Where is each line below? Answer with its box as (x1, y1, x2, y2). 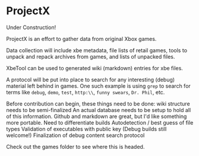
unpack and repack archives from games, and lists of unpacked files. (6, 53, 175, 60)
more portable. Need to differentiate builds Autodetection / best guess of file (6, 119, 194, 126)
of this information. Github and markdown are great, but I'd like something (6, 113, 187, 120)
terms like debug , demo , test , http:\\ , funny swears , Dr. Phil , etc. (6, 88, 165, 95)
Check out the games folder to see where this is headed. (6, 143, 145, 150)
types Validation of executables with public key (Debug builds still (6, 125, 167, 132)
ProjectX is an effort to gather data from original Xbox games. (6, 35, 157, 42)
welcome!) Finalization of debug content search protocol (6, 132, 145, 139)
